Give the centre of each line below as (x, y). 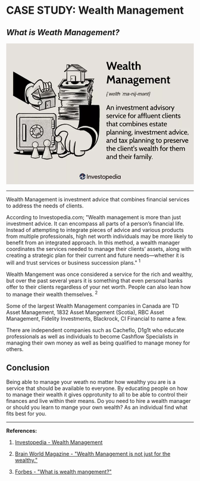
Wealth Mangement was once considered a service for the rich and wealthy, (100, 274)
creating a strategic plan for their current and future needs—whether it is (95, 255)
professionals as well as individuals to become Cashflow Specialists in (92, 336)
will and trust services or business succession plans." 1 (74, 262)
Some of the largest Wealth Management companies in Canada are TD (93, 306)
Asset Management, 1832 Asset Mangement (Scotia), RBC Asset (85, 312)
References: (22, 431)
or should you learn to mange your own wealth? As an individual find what (97, 407)
